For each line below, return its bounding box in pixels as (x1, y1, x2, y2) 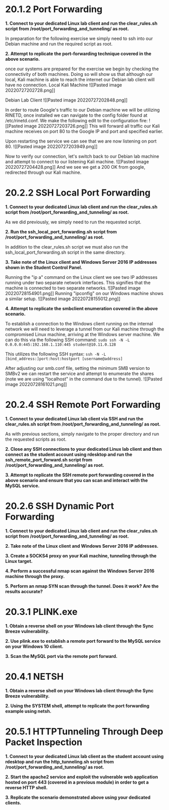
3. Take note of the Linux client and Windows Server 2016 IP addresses (5, 259, 157, 265)
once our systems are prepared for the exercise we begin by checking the (5, 66, 159, 72)
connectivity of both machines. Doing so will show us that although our (5, 71, 153, 77)
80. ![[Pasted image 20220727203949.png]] (5, 143, 97, 150)
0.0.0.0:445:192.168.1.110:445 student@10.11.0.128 (5, 342, 116, 347)
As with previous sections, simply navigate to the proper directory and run (5, 431, 159, 437)
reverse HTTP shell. (5, 784, 48, 790)
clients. (5, 799, 22, 805)
